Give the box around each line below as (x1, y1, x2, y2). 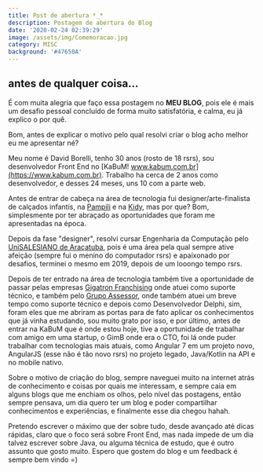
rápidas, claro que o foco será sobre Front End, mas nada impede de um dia (8, 430, 254, 439)
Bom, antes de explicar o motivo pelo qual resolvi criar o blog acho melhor (8, 130, 249, 139)
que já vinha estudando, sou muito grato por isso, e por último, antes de (8, 316, 241, 325)
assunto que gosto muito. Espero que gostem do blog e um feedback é (8, 446, 238, 456)
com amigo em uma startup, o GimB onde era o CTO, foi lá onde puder (8, 332, 236, 342)
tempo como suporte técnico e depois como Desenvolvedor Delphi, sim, (8, 299, 242, 309)
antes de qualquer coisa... (8, 77, 139, 90)
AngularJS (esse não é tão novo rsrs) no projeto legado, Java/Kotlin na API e (8, 349, 256, 358)
